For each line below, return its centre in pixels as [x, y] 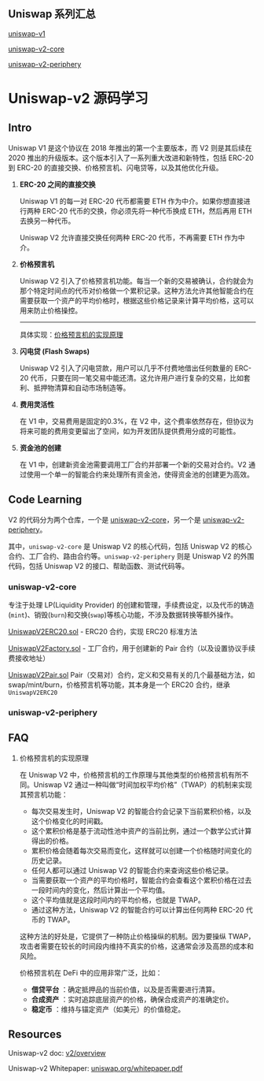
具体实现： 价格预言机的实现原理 [71, 334]
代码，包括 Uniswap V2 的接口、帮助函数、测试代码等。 [99, 566]
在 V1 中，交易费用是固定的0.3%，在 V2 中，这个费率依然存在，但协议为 [136, 421]
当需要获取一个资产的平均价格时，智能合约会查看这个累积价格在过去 [141, 880]
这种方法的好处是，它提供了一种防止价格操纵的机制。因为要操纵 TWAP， [137, 936]
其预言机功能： [44, 794]
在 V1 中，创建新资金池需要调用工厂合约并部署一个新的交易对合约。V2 [133, 464]
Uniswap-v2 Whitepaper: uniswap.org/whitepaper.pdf [95, 1068]
